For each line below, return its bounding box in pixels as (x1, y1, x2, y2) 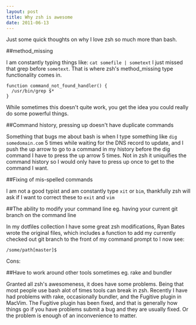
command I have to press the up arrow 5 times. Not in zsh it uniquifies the (6, 152, 187, 159)
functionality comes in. (6, 72, 62, 79)
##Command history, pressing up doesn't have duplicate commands (6, 122, 174, 129)
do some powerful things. (6, 110, 69, 117)
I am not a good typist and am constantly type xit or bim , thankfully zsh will (6, 187, 191, 195)
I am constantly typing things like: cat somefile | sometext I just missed (6, 59, 183, 66)
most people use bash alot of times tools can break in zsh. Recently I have (6, 287, 188, 294)
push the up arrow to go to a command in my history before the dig (6, 146, 170, 153)
